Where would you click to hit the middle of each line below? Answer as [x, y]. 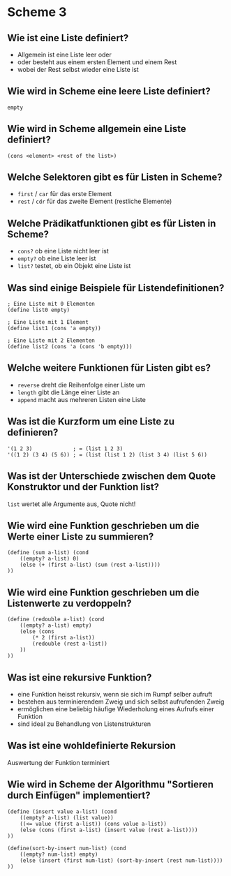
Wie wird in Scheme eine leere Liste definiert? [109, 91]
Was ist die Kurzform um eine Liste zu [91, 422]
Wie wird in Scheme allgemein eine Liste [97, 129]
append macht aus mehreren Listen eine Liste [82, 399]
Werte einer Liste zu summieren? [81, 536]
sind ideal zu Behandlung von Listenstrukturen [84, 724]
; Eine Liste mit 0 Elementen [51, 304]
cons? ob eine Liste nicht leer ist [63, 251]
